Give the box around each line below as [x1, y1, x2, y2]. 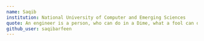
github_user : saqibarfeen [6, 25, 72, 32]
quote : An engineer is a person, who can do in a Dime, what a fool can [6, 20, 194, 26]
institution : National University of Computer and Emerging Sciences [6, 14, 186, 20]
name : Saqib [6, 8, 36, 15]
